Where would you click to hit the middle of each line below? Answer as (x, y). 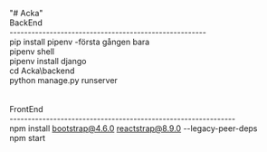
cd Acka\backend (42, 71)
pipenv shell (32, 52)
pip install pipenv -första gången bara (80, 42)
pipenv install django (48, 61)
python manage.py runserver (63, 80)
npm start (28, 138)
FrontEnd (26, 109)
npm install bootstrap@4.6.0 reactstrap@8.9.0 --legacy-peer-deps (133, 128)
